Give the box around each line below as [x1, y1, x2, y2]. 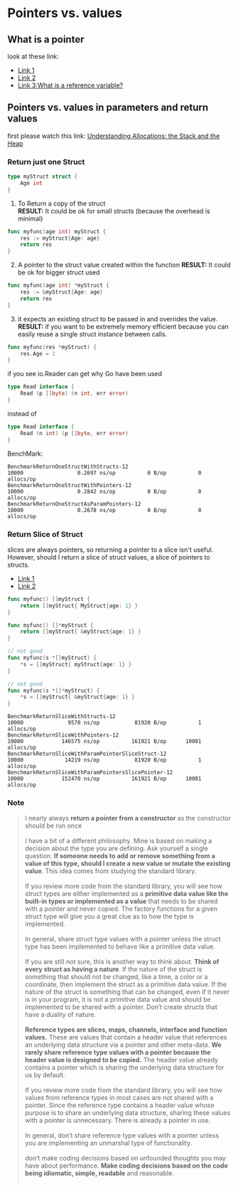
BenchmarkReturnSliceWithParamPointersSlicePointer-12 [7, 769, 173, 776]
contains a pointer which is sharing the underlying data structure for [24, 1063, 225, 1072]
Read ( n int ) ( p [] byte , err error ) [20, 429, 129, 437]
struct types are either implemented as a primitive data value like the [24, 890, 229, 898]
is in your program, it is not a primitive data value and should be [24, 995, 211, 1004]
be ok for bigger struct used [17, 268, 100, 277]
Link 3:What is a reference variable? [17, 81, 123, 90]
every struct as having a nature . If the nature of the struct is [24, 965, 202, 973]
